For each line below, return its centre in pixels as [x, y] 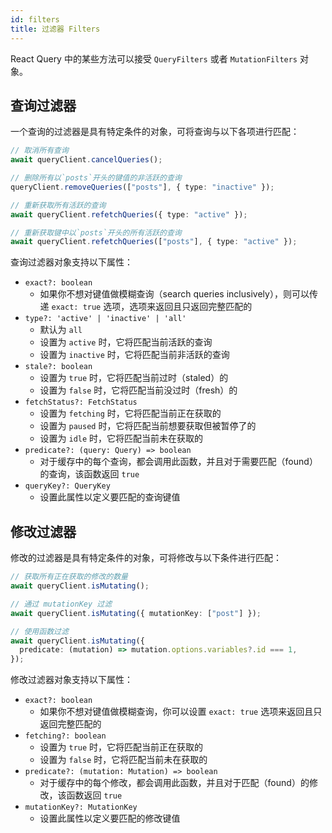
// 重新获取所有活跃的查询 [58, 205]
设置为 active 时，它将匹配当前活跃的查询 [126, 342]
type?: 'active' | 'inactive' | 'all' [105, 319]
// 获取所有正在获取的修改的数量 [69, 577]
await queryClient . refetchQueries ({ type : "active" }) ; [129, 214]
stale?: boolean [58, 367]
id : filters [35, 19]
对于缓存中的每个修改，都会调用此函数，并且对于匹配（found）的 [174, 783]
